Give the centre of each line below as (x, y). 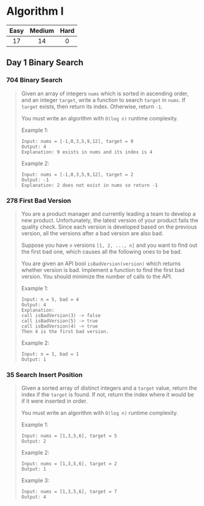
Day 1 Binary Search (45, 63)
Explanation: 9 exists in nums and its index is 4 (87, 152)
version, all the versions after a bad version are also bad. (92, 233)
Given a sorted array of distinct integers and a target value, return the (109, 388)
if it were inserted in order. (54, 401)
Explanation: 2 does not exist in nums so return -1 (90, 185)
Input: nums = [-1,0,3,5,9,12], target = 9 (77, 141)
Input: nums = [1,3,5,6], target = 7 (69, 492)
